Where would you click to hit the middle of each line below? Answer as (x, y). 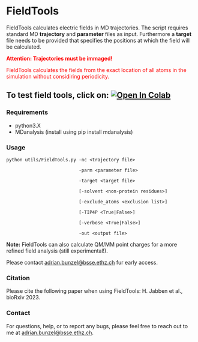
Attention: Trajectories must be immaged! (59, 58)
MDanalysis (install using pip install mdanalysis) (74, 132)
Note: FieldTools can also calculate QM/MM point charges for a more (92, 244)
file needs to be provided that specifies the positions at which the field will (98, 40)
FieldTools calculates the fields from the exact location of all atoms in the (97, 70)
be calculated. (24, 47)
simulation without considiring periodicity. (58, 76)
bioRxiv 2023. (23, 298)
